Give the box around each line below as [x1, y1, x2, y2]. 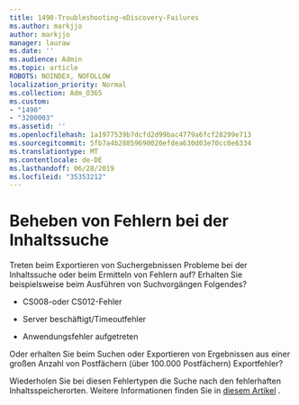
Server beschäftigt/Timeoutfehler [22, 314, 147, 325]
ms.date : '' [9, 47, 54, 56]
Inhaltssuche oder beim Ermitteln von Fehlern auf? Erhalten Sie [9, 269, 243, 280]
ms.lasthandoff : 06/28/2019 [9, 164, 115, 173]
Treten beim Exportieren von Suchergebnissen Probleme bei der [9, 260, 248, 271]
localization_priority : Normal [9, 80, 127, 89]
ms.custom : [9, 96, 50, 106]
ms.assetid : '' [9, 122, 67, 131]
